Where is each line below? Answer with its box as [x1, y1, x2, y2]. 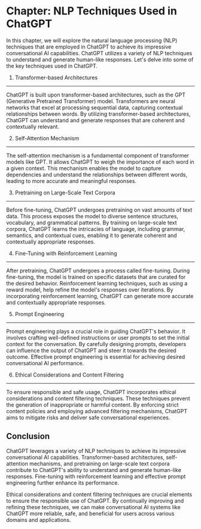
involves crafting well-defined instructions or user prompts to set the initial [6, 334, 190, 341]
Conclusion [6, 431, 50, 441]
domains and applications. [6, 516, 71, 523]
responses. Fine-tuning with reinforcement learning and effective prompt [6, 473, 186, 480]
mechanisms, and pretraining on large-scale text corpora [29, 460, 170, 467]
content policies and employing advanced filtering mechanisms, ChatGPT [6, 407, 187, 414]
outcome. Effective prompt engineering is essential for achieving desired [6, 353, 185, 360]
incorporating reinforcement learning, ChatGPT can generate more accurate [6, 292, 194, 299]
